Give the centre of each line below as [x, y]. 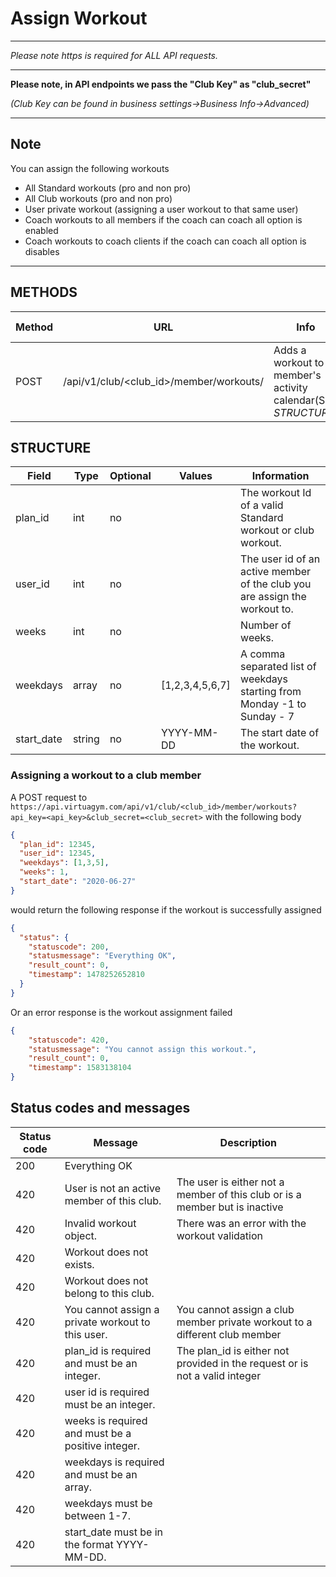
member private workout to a [244, 1322]
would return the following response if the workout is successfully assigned [166, 909]
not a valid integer [219, 1375]
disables [42, 251]
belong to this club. [109, 1293]
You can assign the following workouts [90, 168]
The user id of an [280, 559]
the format [89, 1544]
